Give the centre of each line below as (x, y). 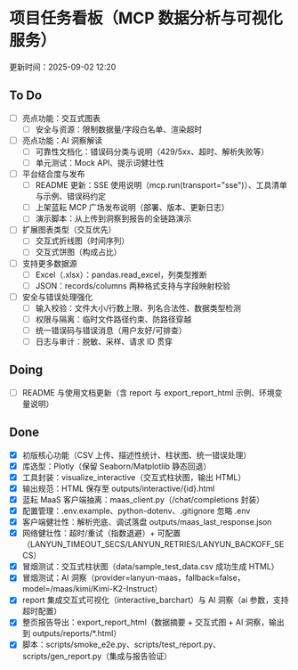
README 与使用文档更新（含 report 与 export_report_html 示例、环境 (148, 392)
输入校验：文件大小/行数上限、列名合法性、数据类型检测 (138, 307)
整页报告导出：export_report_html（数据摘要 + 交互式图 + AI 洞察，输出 (153, 622)
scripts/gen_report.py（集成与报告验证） (97, 656)
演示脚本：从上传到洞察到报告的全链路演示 (113, 218)
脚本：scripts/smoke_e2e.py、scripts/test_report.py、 (121, 645)
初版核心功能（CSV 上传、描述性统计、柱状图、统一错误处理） (137, 454)
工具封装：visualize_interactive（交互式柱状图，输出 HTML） (134, 477)
